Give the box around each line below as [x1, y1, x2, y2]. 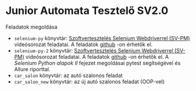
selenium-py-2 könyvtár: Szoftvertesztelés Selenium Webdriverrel [14, 47, 174, 54]
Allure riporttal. [14, 65, 51, 72]
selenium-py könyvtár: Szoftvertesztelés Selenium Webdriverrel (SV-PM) [14, 34, 190, 41]
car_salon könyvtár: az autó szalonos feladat [14, 72, 123, 79]
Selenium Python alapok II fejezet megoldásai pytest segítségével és [14, 60, 181, 66]
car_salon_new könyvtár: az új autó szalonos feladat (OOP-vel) [14, 78, 165, 85]
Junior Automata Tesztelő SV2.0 [5, 4, 168, 17]
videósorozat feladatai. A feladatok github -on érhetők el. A [25, 53, 169, 60]
